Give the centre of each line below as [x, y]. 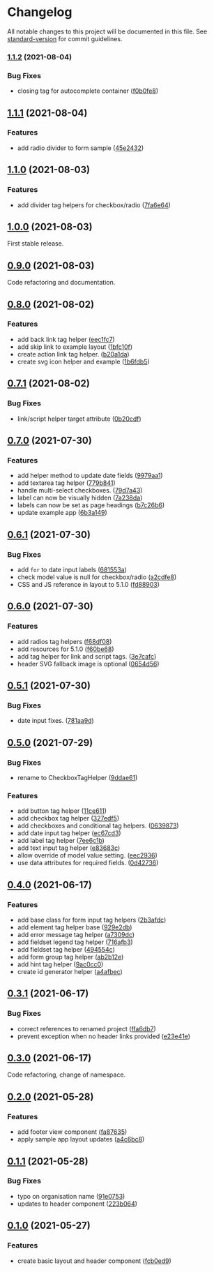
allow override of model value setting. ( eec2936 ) [87, 855]
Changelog [40, 12]
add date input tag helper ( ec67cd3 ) [69, 833]
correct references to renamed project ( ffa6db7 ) [87, 1028]
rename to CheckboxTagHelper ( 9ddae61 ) [77, 777]
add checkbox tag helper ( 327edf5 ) [68, 818]
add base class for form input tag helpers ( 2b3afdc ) [92, 920]
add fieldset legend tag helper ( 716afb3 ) [75, 942]
